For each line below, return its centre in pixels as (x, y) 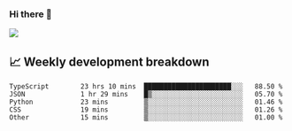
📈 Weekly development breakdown (109, 62)
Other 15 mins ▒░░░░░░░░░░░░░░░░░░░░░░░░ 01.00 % (146, 118)
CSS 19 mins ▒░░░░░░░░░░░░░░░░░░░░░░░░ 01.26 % (146, 110)
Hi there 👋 (31, 14)
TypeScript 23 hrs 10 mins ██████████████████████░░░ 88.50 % (146, 87)
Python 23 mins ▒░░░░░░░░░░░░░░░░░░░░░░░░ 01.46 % (146, 102)
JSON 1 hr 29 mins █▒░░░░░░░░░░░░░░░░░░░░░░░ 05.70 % (146, 95)
